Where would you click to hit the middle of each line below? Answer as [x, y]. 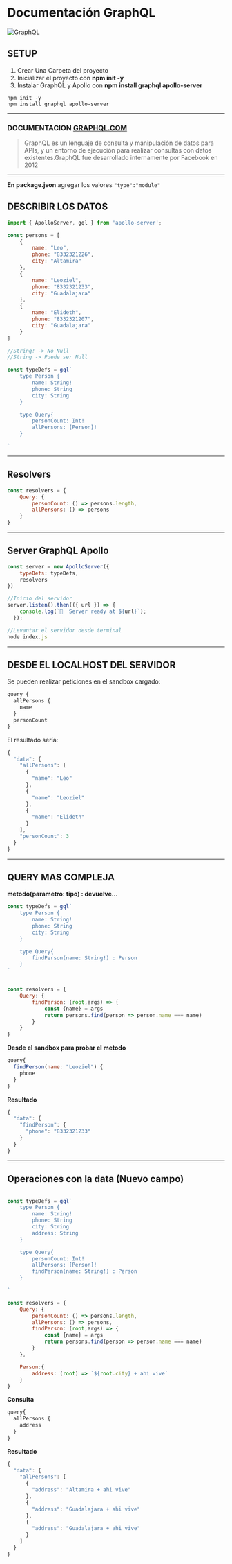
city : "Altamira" [57, 261]
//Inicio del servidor [40, 599]
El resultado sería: [33, 740]
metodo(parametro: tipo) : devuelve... [63, 894]
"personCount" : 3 [45, 837]
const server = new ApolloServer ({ [58, 566]
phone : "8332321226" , [63, 254]
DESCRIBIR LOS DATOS [58, 207]
